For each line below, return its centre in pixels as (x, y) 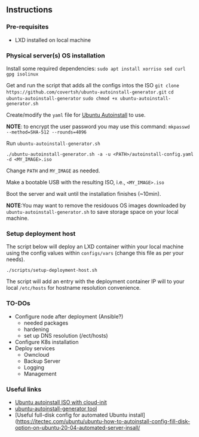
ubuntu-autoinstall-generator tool (56, 408)
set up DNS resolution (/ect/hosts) (66, 335)
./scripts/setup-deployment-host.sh (52, 271)
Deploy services (35, 348)
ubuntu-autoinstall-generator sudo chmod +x (62, 98)
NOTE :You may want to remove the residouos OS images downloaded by (96, 205)
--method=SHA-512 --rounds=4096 (46, 132)
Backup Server (42, 361)
